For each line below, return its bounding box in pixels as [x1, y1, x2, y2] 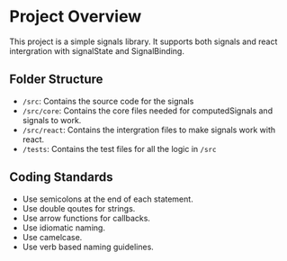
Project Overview [9, 6, 142, 27]
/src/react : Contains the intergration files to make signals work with [22, 124, 276, 135]
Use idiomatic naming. [22, 222, 106, 233]
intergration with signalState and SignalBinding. [9, 45, 184, 56]
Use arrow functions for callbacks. [22, 212, 151, 223]
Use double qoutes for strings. [22, 202, 136, 213]
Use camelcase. [22, 231, 83, 242]
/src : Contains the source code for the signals [22, 95, 194, 106]
